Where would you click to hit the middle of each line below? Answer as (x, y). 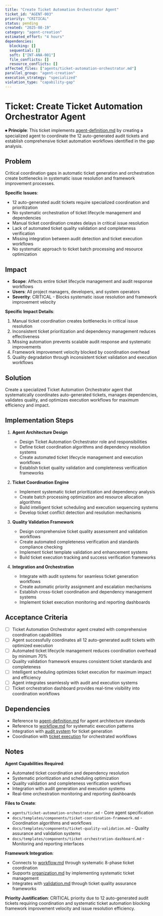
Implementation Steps (40, 420)
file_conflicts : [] (29, 60)
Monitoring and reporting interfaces (48, 844)
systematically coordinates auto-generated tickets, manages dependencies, (81, 395)
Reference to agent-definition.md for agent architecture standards (79, 721)
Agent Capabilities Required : (35, 763)
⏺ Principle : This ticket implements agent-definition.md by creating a (74, 130)
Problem (18, 161)
